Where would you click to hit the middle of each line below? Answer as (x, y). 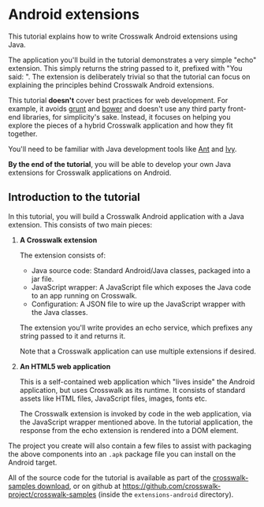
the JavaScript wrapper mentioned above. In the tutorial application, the (136, 422)
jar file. (43, 279)
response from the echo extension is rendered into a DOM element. (129, 430)
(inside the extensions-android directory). (166, 494)
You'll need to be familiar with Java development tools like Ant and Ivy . (123, 149)
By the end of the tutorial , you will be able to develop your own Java (119, 164)
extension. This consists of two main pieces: (80, 224)
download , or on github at (79, 486)
